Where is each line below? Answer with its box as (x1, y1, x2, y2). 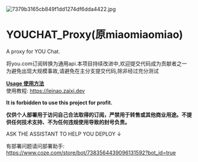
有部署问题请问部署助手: (6, 142, 65, 150)
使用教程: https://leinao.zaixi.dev (6, 87, 85, 94)
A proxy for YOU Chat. (6, 48, 61, 55)
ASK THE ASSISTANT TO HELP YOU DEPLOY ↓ (6, 130, 122, 137)
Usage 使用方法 (6, 80, 44, 87)
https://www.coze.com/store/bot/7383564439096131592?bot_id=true (6, 149, 176, 156)
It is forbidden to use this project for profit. (6, 99, 113, 106)
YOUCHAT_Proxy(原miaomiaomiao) (6, 28, 183, 41)
